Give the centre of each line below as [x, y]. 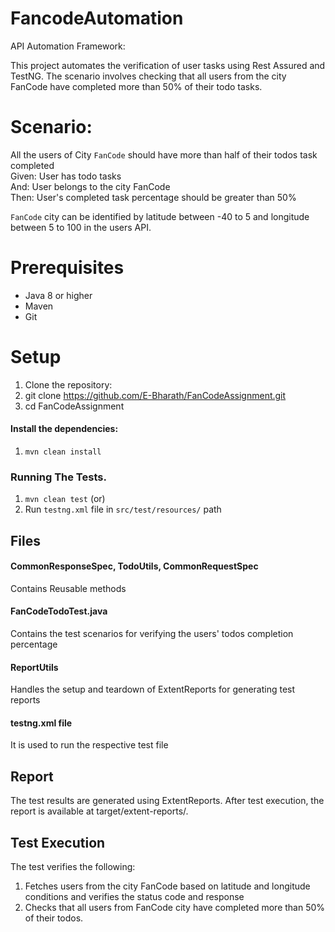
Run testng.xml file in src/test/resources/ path [123, 509]
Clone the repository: [68, 384]
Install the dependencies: [64, 429]
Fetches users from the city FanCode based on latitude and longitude [167, 886]
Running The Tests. [58, 477]
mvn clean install [63, 452]
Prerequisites [67, 268]
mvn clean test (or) [65, 499]
